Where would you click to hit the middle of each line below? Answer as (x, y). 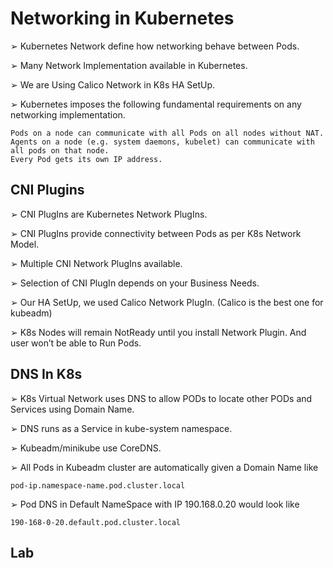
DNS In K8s (46, 374)
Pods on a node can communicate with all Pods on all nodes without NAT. (167, 133)
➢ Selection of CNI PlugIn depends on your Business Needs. (135, 283)
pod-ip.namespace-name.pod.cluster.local (98, 485)
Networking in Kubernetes (122, 18)
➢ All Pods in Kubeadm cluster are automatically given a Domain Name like (164, 467)
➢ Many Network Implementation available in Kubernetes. (129, 65)
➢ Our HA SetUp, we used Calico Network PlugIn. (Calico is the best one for (167, 302)
